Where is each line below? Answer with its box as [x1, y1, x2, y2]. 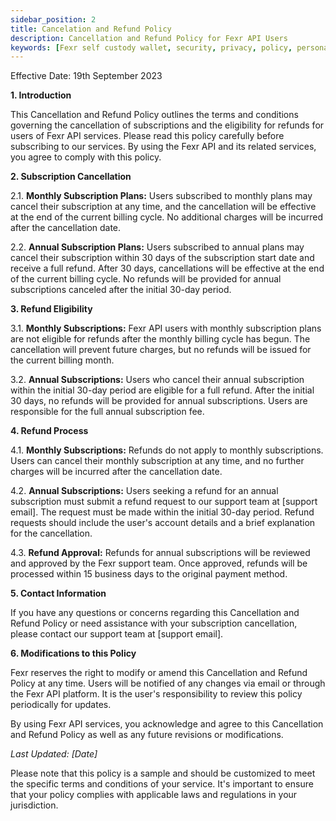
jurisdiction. [10, 799, 59, 811]
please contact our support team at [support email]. [10, 628, 224, 640]
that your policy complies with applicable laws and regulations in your [10, 789, 298, 801]
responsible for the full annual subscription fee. [10, 406, 205, 418]
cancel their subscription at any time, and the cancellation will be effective [10, 201, 317, 213]
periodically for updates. [10, 699, 112, 711]
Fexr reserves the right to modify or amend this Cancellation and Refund [10, 667, 308, 679]
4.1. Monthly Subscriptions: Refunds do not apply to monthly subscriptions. [10, 444, 324, 456]
